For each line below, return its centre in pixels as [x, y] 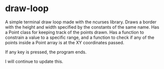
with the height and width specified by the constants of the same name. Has [82, 27]
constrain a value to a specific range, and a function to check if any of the [80, 37]
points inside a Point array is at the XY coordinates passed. [65, 42]
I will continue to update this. [34, 61]
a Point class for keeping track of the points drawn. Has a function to [75, 32]
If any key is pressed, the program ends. [46, 52]
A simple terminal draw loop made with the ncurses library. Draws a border [81, 22]
